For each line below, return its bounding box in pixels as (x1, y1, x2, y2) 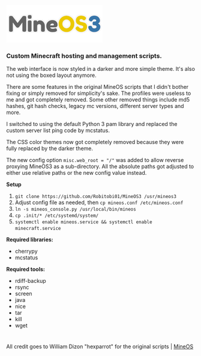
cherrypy (14, 248, 38, 255)
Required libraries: (6, 236, 54, 243)
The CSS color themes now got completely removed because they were (6, 139, 184, 146)
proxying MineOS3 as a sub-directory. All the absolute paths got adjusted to (6, 163, 194, 170)
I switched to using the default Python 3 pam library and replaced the (6, 121, 178, 128)
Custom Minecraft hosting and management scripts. (6, 52, 162, 60)
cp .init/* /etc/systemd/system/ (14, 213, 99, 219)
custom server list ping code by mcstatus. (6, 127, 110, 134)
